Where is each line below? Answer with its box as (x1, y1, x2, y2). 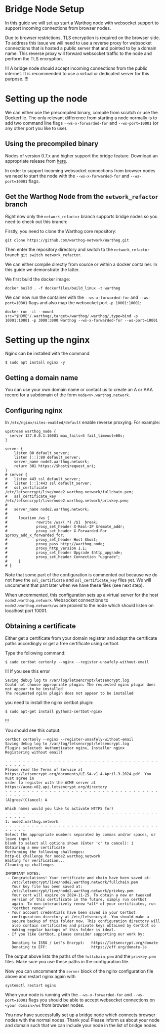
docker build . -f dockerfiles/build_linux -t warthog (5, 285, 121, 290)
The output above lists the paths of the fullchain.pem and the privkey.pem (5, 953, 156, 959)
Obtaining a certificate (5, 622, 76, 630)
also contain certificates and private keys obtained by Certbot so (11, 923, 156, 928)
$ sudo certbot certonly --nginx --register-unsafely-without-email (5, 659, 149, 664)
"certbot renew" (11, 905, 45, 911)
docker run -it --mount (5, 309, 54, 314)
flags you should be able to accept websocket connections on (28, 997, 155, 1003)
